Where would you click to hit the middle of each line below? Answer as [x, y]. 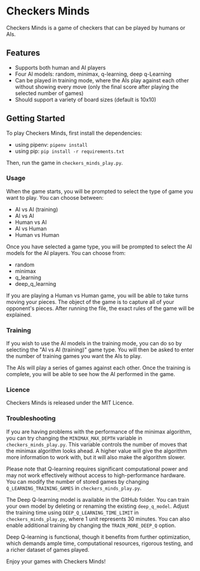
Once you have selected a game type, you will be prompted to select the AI [99, 246]
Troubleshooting [31, 418]
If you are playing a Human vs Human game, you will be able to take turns [97, 295]
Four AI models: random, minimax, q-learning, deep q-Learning [93, 74]
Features [23, 53]
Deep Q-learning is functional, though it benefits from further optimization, [98, 537]
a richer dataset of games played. [48, 549]
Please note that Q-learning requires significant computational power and [97, 469]
